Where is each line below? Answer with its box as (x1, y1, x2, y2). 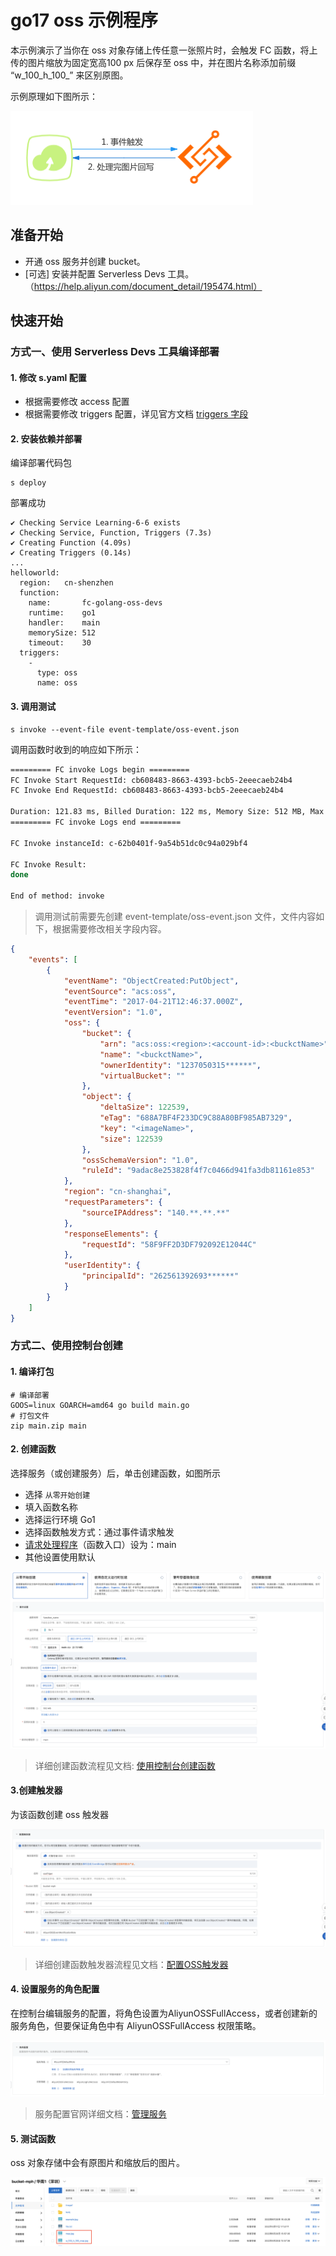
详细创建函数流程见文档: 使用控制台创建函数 (34, 1759, 216, 1771)
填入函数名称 (24, 1501, 78, 1513)
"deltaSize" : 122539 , (99, 1102, 190, 1113)
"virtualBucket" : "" (99, 1071, 186, 1081)
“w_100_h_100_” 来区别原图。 (10, 69, 129, 81)
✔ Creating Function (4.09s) (10, 538, 132, 548)
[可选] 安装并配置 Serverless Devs (24, 267, 166, 280)
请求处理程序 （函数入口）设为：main (24, 1538, 177, 1550)
